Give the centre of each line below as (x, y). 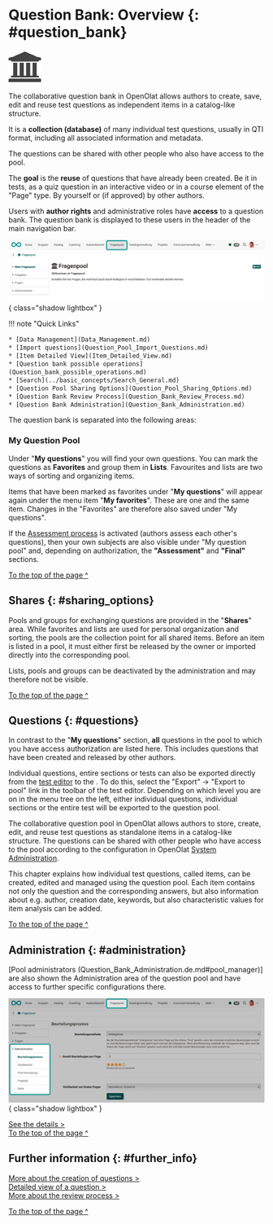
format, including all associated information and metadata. (106, 138)
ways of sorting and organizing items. (71, 476)
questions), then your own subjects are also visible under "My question (128, 542)
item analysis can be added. (56, 909)
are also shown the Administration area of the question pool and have (125, 978)
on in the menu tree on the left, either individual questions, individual (123, 799)
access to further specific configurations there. (87, 987)
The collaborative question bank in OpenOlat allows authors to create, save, (135, 96)
